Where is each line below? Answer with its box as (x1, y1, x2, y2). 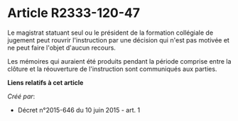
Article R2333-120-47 (7, 5, 141, 21)
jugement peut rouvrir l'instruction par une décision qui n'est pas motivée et (7, 35, 229, 44)
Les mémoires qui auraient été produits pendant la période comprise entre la (7, 57, 232, 65)
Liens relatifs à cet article (7, 78, 84, 86)
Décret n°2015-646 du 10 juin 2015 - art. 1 (17, 105, 141, 114)
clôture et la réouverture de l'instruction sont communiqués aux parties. (7, 64, 217, 73)
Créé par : (7, 92, 36, 100)
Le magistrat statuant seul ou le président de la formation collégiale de (7, 28, 214, 37)
